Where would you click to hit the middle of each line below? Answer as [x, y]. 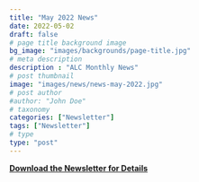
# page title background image [68, 43]
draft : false [34, 34]
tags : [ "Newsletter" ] [50, 126]
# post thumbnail [42, 76]
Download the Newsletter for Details [79, 168]
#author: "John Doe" [48, 101]
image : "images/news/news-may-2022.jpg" [86, 84]
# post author [36, 92]
